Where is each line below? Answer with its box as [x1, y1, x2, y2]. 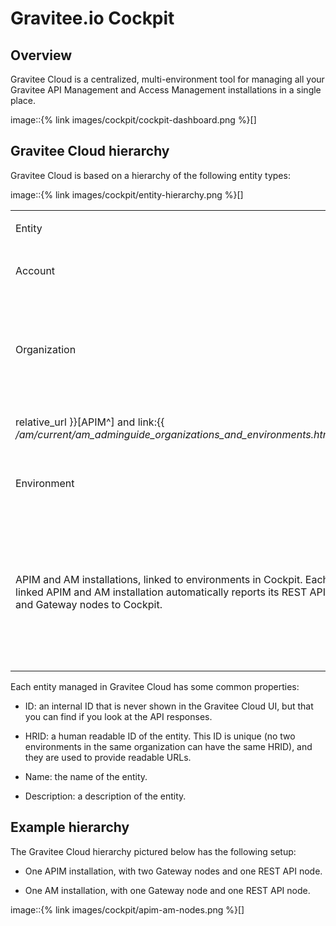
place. [10, 95, 37, 106]
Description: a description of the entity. [24, 790, 187, 802]
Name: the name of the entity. [24, 770, 148, 782]
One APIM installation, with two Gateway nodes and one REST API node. [24, 865, 323, 877]
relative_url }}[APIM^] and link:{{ [15, 415, 165, 429]
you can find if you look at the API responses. [24, 710, 213, 722]
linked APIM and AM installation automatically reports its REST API [15, 585, 327, 599]
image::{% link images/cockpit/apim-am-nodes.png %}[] [10, 903, 245, 916]
